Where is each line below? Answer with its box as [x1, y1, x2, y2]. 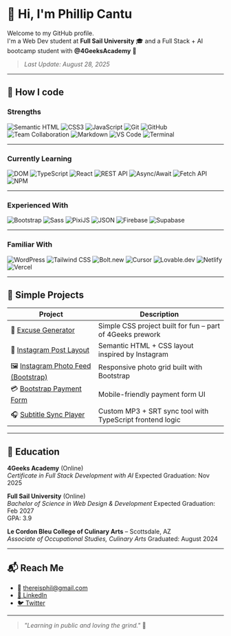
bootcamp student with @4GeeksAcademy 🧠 [7, 46, 137, 54]
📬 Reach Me [7, 562, 64, 574]
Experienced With [7, 200, 69, 209]
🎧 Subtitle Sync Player [10, 409, 85, 419]
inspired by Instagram [98, 349, 168, 359]
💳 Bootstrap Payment [10, 384, 82, 393]
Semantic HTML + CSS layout [98, 341, 194, 351]
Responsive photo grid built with [98, 362, 203, 371]
